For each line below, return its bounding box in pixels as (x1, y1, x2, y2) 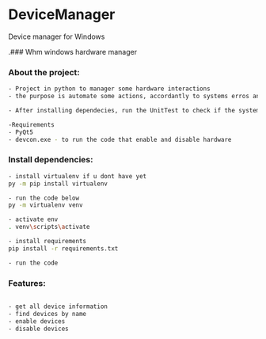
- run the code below (8, 194, 80, 202)
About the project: (8, 67, 81, 78)
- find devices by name (8, 310, 87, 318)
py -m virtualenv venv (8, 201, 83, 209)
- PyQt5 (8, 128, 34, 136)
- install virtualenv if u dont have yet (8, 172, 147, 180)
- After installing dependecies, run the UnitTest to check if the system (8, 106, 260, 114)
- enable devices (8, 317, 66, 326)
